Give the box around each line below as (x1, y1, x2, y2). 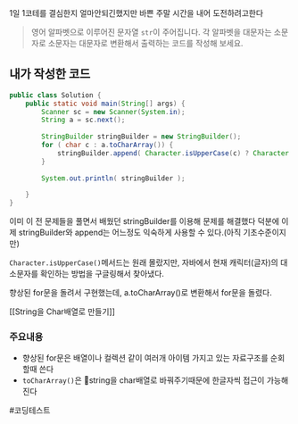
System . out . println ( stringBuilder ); (41, 173, 186, 183)
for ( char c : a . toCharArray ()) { (41, 141, 174, 150)
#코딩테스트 (9, 405, 51, 416)
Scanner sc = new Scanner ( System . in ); (41, 107, 186, 116)
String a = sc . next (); (41, 115, 126, 125)
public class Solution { (9, 90, 102, 100)
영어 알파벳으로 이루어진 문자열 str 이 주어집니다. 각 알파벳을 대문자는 (30, 27, 272, 37)
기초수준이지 (243, 227, 287, 238)
